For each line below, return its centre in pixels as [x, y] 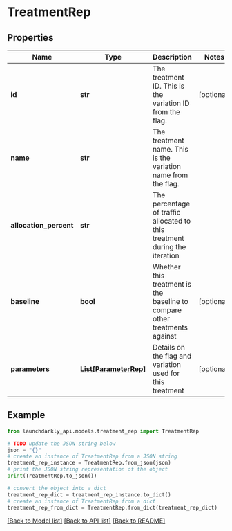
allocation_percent [42, 225]
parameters [30, 369]
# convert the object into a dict [57, 488]
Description [172, 57]
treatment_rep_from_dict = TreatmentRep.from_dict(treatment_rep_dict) [112, 507]
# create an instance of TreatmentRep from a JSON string [92, 457]
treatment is [172, 284]
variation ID [171, 103]
